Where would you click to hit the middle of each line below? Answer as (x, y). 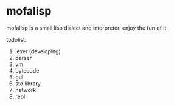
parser (23, 58)
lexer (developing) (38, 51)
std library (28, 84)
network (26, 90)
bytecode (27, 70)
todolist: (16, 39)
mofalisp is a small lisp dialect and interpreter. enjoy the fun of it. (87, 28)
